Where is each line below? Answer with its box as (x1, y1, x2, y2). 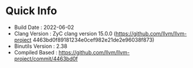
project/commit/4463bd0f (14, 55, 78, 62)
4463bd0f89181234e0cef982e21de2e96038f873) (32, 36, 155, 43)
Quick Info (5, 4, 57, 18)
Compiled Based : (14, 48, 57, 56)
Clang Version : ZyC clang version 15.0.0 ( (14, 30, 116, 37)
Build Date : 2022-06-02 (14, 24, 74, 31)
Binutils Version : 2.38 (14, 43, 67, 50)
